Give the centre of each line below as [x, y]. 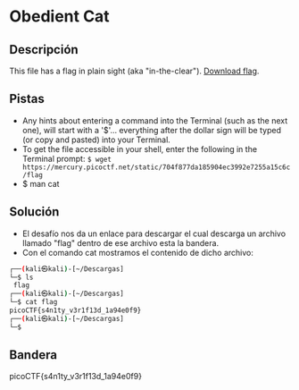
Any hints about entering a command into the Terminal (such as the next [155, 120]
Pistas [27, 99]
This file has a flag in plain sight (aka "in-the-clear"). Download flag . [134, 71]
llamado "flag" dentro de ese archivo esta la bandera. [120, 242]
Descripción [44, 50]
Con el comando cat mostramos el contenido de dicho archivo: [138, 252]
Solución [34, 212]
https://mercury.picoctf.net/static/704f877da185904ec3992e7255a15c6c [156, 167]
